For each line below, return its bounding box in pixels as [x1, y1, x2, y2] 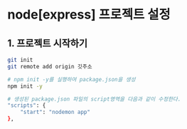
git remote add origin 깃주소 [7, 63, 92, 70]
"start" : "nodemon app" [20, 108, 91, 116]
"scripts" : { [7, 102, 46, 109]
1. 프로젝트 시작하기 [7, 37, 87, 49]
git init [7, 56, 33, 63]
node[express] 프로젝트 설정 [7, 6, 171, 23]
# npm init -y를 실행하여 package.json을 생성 [7, 76, 136, 83]
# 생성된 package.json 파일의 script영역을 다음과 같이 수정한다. [7, 96, 181, 103]
